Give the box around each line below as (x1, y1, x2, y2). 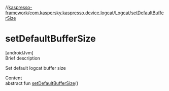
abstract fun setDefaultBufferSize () (5, 80, 79, 86)
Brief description (5, 55, 41, 61)
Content (5, 75, 22, 81)
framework (5, 10, 28, 16)
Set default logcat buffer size (5, 65, 66, 71)
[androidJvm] (5, 49, 34, 55)
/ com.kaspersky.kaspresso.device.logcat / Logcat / (27, 10, 131, 16)
